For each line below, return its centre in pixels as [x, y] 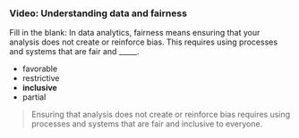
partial [34, 97]
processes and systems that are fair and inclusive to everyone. [147, 124]
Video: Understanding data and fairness [98, 13]
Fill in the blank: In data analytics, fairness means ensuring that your [135, 33]
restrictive [41, 78]
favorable [40, 69]
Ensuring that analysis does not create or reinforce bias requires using [161, 115]
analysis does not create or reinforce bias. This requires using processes [144, 42]
